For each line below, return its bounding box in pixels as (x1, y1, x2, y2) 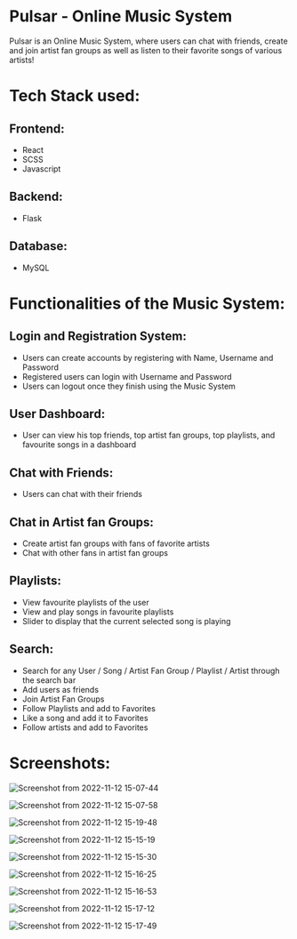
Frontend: (9, 121, 65, 136)
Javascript (21, 163, 61, 174)
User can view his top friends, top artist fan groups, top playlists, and (21, 429, 276, 441)
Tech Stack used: (9, 86, 140, 106)
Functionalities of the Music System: (9, 293, 285, 313)
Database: (9, 238, 68, 254)
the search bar (21, 674, 76, 686)
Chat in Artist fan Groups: (9, 514, 154, 530)
